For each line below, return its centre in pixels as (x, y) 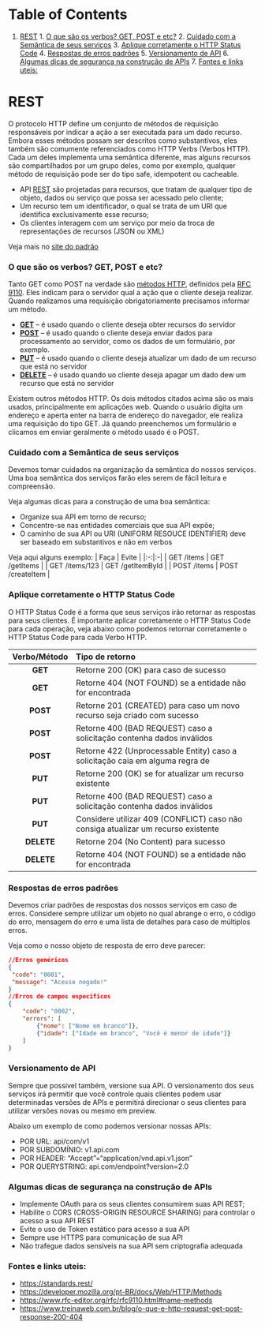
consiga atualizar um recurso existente (147, 829)
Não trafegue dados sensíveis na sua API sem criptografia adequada (131, 1246)
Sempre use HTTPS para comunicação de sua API (101, 1237)
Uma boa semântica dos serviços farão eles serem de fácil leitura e (118, 478)
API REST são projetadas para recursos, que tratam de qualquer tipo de (136, 189)
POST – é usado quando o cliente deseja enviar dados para (116, 333)
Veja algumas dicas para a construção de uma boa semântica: (109, 502)
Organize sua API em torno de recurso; (83, 517)
